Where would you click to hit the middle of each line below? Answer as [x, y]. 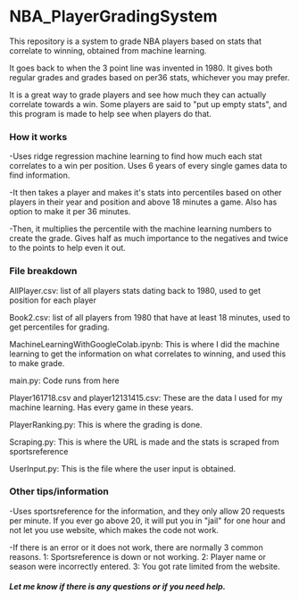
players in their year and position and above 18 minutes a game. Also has [143, 202]
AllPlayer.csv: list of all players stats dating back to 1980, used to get [135, 290]
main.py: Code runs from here [64, 380]
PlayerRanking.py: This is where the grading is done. [106, 424]
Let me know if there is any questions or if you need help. [117, 587]
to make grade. [37, 363]
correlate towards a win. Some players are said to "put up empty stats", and [148, 104]
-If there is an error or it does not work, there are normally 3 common [136, 547]
